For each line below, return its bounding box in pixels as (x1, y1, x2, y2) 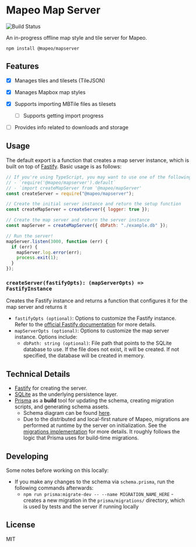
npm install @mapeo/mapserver (6, 45, 80, 51)
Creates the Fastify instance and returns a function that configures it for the (6, 297, 188, 304)
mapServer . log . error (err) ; (16, 249, 82, 255)
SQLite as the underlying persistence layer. (14, 391, 118, 398)
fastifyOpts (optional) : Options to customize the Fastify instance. (14, 315, 177, 322)
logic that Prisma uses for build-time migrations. (23, 434, 139, 442)
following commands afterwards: (14, 484, 94, 491)
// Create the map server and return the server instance (6, 217, 150, 223)
